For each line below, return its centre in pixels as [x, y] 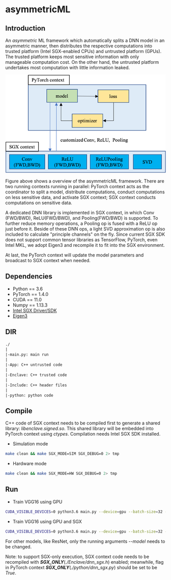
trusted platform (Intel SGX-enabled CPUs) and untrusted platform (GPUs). [83, 51]
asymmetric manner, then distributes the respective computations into [79, 46]
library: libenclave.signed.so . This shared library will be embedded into [79, 428]
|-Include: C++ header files [36, 385]
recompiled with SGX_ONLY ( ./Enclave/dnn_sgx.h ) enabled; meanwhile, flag [84, 562]
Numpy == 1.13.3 [30, 305]
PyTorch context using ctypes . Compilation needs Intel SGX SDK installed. [83, 434]
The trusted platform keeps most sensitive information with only [72, 57]
